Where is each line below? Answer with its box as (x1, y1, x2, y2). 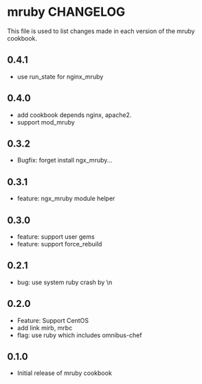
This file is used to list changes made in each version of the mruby (7, 27, 195, 35)
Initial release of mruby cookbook (16, 369, 112, 377)
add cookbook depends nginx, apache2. (16, 111, 132, 119)
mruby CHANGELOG (7, 4, 126, 20)
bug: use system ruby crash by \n (16, 278, 113, 286)
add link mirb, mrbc (16, 323, 73, 332)
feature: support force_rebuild (16, 240, 102, 248)
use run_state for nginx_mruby (16, 72, 104, 81)
